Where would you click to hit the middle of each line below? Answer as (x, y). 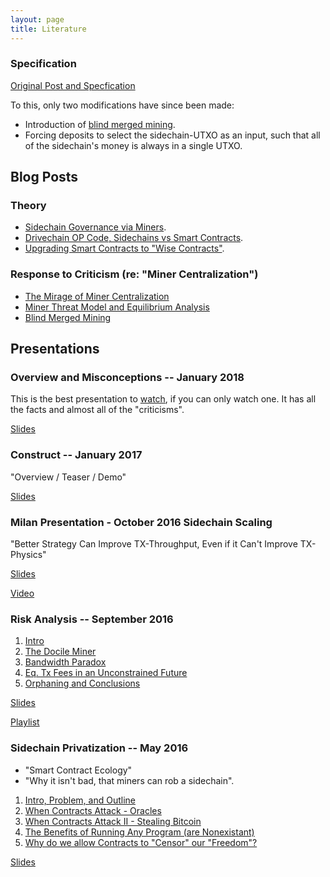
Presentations (55, 349)
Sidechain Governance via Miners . (95, 227)
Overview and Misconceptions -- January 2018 (127, 378)
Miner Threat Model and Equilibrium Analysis (117, 307)
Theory (28, 206)
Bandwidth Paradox (65, 662)
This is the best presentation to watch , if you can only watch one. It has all (163, 399)
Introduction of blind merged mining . (100, 124)
